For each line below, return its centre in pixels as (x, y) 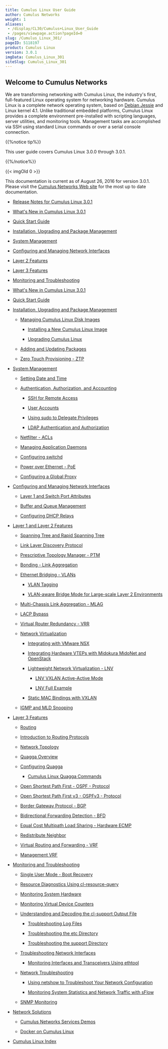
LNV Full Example (54, 688)
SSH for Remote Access (53, 398)
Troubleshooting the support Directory (68, 943)
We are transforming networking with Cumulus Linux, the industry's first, (81, 95)
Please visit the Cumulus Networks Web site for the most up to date (76, 187)
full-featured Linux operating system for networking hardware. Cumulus (80, 100)
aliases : (14, 24)
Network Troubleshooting (47, 973)
